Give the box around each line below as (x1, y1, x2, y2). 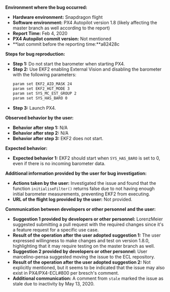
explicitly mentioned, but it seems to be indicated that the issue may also (12, 264, 165, 271)
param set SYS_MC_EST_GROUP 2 (12, 91, 77, 96)
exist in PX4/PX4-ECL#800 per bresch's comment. (12, 270, 119, 276)
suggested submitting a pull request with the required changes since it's (12, 221, 164, 228)
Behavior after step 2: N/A (12, 129, 69, 136)
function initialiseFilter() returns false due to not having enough (12, 185, 155, 191)
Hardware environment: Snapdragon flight (12, 14, 103, 20)
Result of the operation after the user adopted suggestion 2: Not (12, 259, 151, 265)
